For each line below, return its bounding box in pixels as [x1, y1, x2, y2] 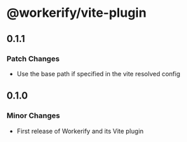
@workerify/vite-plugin [6, 5, 147, 21]
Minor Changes [6, 111, 60, 120]
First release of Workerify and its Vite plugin [16, 127, 144, 135]
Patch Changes [6, 54, 60, 64]
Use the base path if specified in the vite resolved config [16, 69, 181, 78]
